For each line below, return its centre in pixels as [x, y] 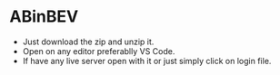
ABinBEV [44, 17]
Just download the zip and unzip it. [88, 42]
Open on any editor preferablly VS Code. [99, 51]
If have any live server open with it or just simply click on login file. [147, 61]
